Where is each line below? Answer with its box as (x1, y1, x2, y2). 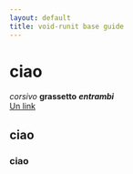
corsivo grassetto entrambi (9, 91, 115, 102)
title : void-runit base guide (9, 22, 125, 31)
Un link (9, 101, 36, 112)
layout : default (9, 13, 71, 23)
